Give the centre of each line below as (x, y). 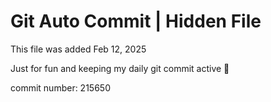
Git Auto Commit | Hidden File (136, 21)
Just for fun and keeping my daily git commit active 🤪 (120, 68)
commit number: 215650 (60, 87)
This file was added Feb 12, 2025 (78, 49)
